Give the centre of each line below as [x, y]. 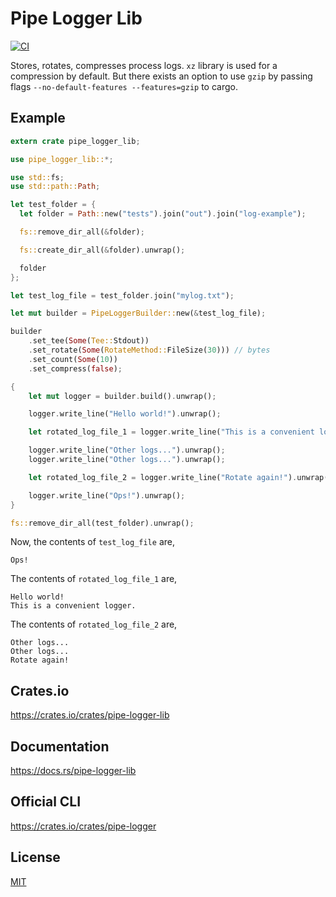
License [35, 857]
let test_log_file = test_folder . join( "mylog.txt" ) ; [122, 295]
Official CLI [46, 802]
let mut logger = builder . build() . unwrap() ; [122, 396]
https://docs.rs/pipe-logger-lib [73, 770]
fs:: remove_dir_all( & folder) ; [82, 232]
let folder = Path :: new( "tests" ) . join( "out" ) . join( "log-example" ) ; [163, 214]
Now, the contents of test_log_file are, [92, 542]
